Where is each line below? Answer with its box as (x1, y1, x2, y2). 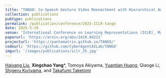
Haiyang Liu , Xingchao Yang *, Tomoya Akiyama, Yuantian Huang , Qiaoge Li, (5, 62, 161, 68)
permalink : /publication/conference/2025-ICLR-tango (5, 21, 116, 26)
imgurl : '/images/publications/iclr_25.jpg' (5, 48, 98, 53)
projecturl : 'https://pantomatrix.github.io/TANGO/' (5, 39, 116, 44)
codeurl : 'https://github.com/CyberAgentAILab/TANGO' (5, 44, 119, 49)
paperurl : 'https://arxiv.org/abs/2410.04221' (5, 35, 103, 40)
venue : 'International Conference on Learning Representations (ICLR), (5, 30, 156, 35)
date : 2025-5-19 (5, 26, 39, 31)
